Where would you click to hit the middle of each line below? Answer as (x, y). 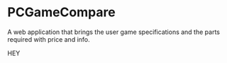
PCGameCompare (61, 12)
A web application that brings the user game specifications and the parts (113, 32)
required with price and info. (49, 39)
